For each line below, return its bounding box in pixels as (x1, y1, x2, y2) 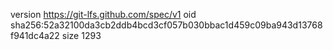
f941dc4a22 (10, 30, 60, 41)
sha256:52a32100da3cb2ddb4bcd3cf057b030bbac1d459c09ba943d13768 (10, 19, 323, 31)
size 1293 (61, 30, 102, 41)
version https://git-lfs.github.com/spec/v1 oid (10, 9, 197, 20)
